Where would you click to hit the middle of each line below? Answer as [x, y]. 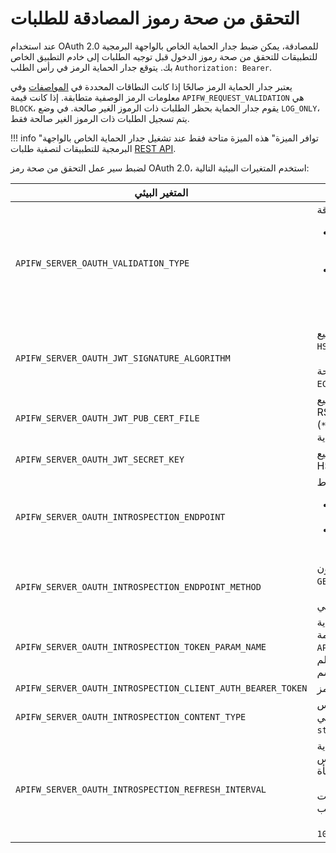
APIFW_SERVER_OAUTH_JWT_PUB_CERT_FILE [107, 418]
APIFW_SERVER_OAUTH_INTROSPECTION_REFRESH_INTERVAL [141, 789]
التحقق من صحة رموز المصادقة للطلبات [155, 18]
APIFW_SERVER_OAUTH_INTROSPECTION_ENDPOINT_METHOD [138, 586]
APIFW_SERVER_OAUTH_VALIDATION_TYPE [102, 263]
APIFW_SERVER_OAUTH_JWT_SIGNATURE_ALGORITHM [123, 358]
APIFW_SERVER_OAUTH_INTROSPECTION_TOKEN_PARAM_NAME [141, 646]
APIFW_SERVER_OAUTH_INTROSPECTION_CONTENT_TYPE [131, 716]
